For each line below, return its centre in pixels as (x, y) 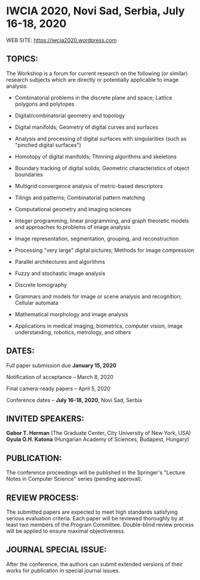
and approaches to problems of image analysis (73, 227)
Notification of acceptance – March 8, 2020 (60, 377)
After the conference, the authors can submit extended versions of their (95, 564)
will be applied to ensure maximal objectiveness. (66, 531)
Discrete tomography (41, 285)
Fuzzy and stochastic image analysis (60, 273)
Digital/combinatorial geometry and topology (70, 115)
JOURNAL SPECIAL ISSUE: (56, 550)
